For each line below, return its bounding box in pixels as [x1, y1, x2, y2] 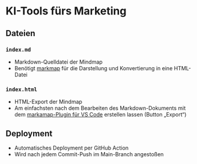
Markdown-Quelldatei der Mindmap [14, 58, 103, 65]
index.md [5, 46, 31, 53]
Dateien [5, 28, 35, 38]
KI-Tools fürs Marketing [5, 4, 127, 18]
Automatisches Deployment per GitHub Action [14, 144, 129, 151]
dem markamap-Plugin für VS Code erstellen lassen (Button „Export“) [14, 111, 187, 118]
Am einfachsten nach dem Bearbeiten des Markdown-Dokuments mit [14, 105, 186, 112]
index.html [5, 86, 37, 93]
